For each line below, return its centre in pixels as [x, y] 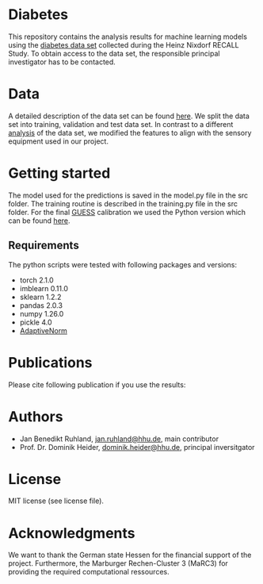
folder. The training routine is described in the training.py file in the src [123, 203]
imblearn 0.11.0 [44, 288]
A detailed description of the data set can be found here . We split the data [129, 116]
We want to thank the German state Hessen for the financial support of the [130, 555]
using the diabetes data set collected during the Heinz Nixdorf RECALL [124, 44]
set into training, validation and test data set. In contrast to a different [121, 124]
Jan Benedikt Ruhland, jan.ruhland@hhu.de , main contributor [119, 439]
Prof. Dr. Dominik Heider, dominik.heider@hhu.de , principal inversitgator [137, 447]
